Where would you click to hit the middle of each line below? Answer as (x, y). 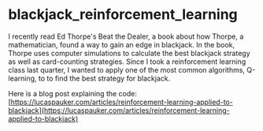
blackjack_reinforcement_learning (123, 15)
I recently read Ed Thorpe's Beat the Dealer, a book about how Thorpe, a (126, 36)
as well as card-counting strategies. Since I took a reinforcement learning (127, 62)
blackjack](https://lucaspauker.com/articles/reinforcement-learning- (119, 110)
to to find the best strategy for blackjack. (104, 78)
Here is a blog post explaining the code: (73, 93)
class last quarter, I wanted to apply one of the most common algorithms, (127, 69)
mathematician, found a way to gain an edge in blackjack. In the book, (122, 44)
